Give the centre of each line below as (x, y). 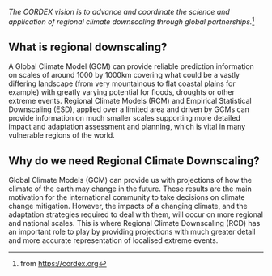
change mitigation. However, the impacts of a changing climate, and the (128, 206)
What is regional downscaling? (88, 47)
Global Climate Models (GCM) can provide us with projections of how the (130, 180)
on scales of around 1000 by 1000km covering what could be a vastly (124, 75)
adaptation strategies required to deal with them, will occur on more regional (136, 214)
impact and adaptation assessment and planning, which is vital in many (127, 127)
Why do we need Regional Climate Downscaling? (134, 161)
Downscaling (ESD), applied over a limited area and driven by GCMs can (129, 109)
